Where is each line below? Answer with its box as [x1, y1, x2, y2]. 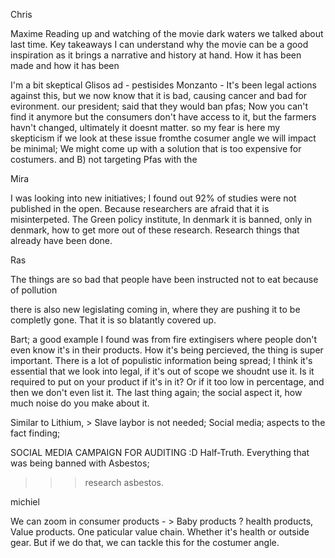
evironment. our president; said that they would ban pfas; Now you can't [10, 100, 309, 112]
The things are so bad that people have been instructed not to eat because [10, 274, 319, 285]
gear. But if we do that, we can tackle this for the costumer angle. [10, 537, 280, 548]
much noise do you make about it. [10, 397, 150, 409]
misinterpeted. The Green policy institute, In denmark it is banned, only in [10, 214, 313, 225]
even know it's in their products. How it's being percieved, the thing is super [10, 344, 324, 356]
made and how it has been [10, 60, 120, 71]
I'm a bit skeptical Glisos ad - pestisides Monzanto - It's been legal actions [10, 79, 317, 91]
